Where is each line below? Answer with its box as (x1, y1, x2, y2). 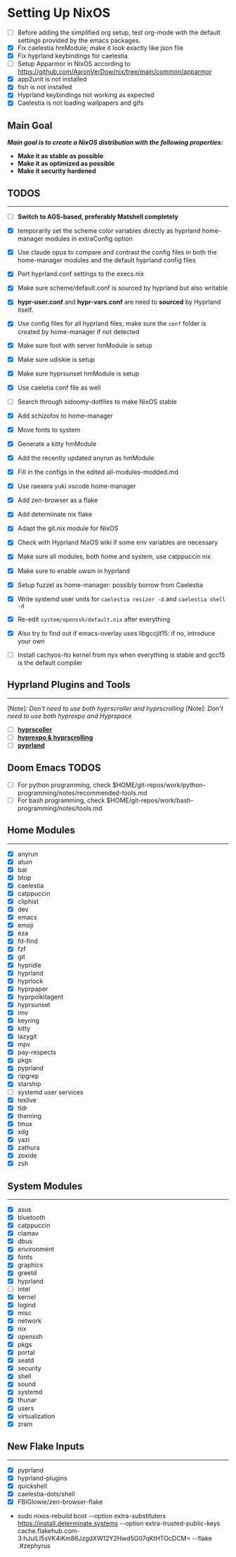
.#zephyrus (17, 1542, 51, 1550)
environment (17, 1245, 55, 1253)
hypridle (17, 961, 42, 969)
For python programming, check (17, 781, 111, 789)
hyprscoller (17, 725, 53, 733)
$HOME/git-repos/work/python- (112, 781, 206, 789)
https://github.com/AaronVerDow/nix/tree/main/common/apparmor (17, 68, 212, 76)
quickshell (17, 1482, 48, 1490)
